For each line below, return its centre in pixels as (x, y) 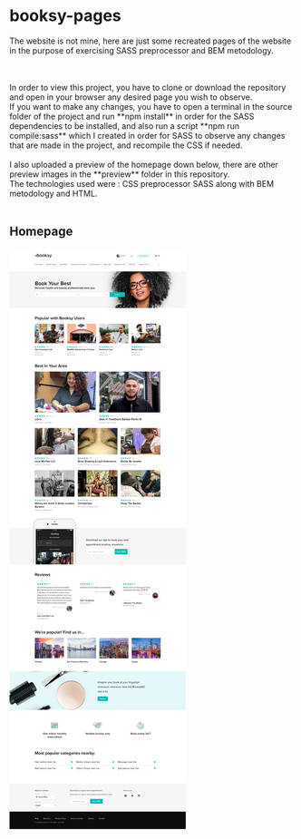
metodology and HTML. (53, 193)
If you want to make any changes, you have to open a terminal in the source (151, 106)
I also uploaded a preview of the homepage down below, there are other (144, 164)
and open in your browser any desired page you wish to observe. (131, 97)
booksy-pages (65, 16)
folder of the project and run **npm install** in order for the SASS (132, 116)
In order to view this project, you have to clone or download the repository (148, 87)
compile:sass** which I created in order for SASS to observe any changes (147, 135)
